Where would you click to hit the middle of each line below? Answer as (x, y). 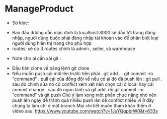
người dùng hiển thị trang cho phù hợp (52, 43)
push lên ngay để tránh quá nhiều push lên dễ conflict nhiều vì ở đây (83, 100)
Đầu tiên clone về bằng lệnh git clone (51, 68)
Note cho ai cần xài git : (36, 58)
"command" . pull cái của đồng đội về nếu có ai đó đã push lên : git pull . (87, 79)
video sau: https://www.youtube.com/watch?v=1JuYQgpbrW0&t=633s (85, 111)
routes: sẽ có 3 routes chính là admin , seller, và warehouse (73, 48)
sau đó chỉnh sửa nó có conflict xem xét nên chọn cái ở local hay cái (83, 84)
